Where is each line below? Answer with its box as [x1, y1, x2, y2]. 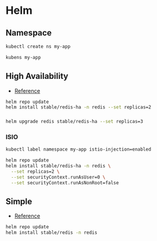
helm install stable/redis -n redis [5, 230, 97, 236]
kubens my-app [5, 54, 42, 60]
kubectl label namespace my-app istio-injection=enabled [5, 146, 152, 152]
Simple [5, 196, 32, 207]
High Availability [5, 71, 69, 81]
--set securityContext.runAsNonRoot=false [11, 180, 119, 186]
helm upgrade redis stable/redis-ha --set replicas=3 [5, 119, 144, 125]
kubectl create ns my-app [5, 43, 70, 49]
